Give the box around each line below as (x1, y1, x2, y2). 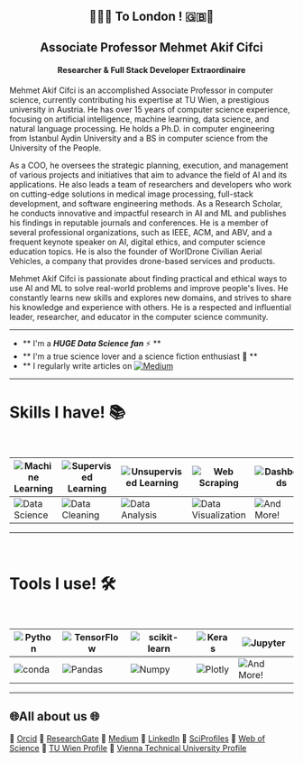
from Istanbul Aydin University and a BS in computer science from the (9, 133, 269, 143)
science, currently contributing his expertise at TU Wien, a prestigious (9, 94, 270, 105)
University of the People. (9, 142, 102, 153)
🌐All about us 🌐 (9, 709, 100, 724)
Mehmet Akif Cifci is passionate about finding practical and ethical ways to (9, 272, 287, 284)
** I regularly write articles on (22, 360, 133, 371)
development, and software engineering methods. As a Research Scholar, (9, 197, 283, 208)
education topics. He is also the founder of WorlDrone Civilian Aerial (9, 245, 262, 257)
